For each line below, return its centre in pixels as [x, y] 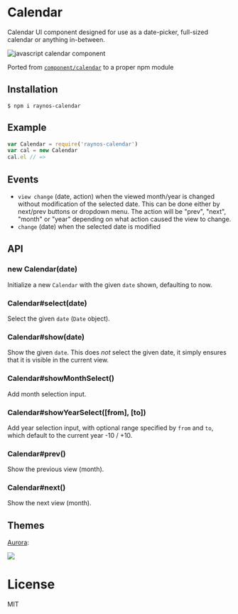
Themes [26, 526]
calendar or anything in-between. [56, 39]
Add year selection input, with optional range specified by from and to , [110, 428]
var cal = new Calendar [43, 151]
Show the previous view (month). [56, 469]
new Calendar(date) [43, 269]
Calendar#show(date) [46, 337]
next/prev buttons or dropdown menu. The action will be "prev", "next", [121, 211]
